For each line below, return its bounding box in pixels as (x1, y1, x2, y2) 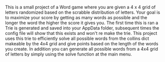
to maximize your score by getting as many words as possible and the (5, 15, 147, 20)
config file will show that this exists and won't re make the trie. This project (5, 31, 158, 36)
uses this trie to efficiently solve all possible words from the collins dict (5, 35, 149, 41)
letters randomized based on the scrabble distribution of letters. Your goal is (5, 9, 161, 15)
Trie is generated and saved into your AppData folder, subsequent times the (5, 25, 160, 31)
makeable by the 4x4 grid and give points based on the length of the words (5, 41, 159, 46)
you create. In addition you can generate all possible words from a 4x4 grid (5, 46, 158, 52)
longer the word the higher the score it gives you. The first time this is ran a (5, 20, 159, 26)
